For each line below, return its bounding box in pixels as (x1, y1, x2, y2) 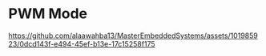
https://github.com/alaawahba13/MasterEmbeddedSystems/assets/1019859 (8, 31, 258, 40)
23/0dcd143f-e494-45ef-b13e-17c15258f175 (8, 39, 155, 48)
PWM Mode (8, 5, 88, 23)
